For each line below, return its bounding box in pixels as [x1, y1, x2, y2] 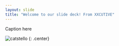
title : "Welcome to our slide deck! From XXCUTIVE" [5, 12, 115, 17]
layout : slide [5, 7, 35, 12]
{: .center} [28, 35, 50, 41]
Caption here [5, 25, 32, 31]
